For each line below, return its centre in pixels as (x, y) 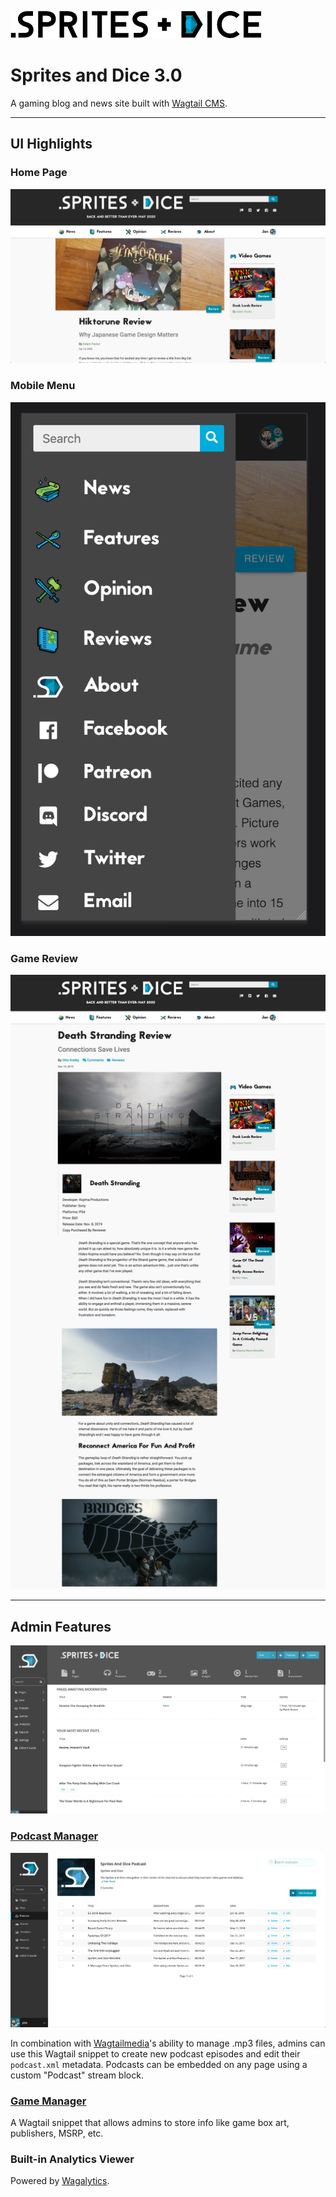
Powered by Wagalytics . (60, 2181)
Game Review (44, 958)
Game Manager (48, 2101)
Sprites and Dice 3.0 (96, 75)
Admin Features (61, 1626)
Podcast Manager (54, 1836)
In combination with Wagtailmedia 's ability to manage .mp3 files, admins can (168, 2043)
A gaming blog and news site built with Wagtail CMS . (119, 103)
